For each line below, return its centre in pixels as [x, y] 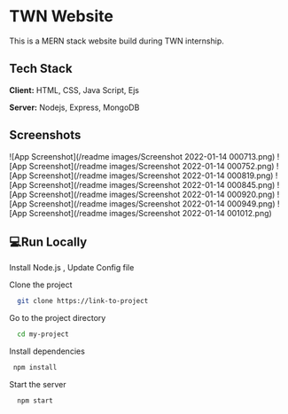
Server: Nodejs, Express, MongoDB [74, 107]
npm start [35, 401]
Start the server [38, 384]
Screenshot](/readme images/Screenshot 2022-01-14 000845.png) [152, 184]
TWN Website [61, 16]
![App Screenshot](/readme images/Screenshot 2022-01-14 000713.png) [142, 156]
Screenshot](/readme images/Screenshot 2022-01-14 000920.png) [152, 194]
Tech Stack [41, 69]
